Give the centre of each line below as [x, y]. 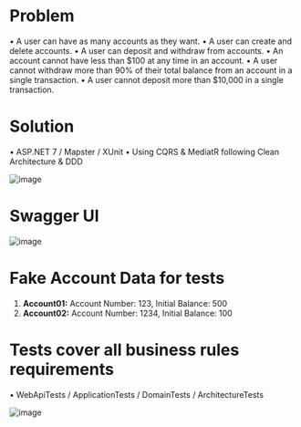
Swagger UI [54, 216]
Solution [42, 126]
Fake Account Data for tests [117, 278]
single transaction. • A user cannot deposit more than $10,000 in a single [147, 79]
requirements [62, 369]
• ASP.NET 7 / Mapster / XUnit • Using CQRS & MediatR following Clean [145, 151]
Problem [42, 16]
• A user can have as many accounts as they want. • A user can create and [151, 41]
